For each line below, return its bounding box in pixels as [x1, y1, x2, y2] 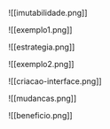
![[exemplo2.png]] [8, 59, 75, 69]
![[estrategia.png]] [8, 42, 75, 52]
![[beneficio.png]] [8, 110, 73, 120]
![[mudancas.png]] [8, 93, 77, 103]
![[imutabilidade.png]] [8, 8, 88, 18]
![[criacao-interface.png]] [8, 76, 103, 87]
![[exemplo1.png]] [8, 25, 73, 34]
